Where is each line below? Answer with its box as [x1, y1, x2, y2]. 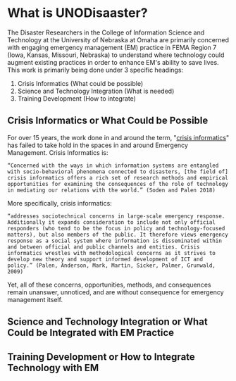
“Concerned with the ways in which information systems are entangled [7, 162, 219, 169]
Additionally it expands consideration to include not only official [7, 218, 216, 226]
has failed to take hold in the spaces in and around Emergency [7, 141, 189, 149]
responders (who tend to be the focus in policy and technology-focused [7, 225, 225, 232]
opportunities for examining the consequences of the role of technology [7, 180, 229, 187]
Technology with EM [7, 361, 99, 374]
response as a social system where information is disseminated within [7, 237, 222, 244]
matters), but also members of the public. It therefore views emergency [7, 231, 229, 238]
